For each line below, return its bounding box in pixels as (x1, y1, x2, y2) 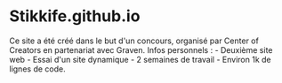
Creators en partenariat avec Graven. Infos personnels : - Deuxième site (9, 44, 273, 55)
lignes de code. (9, 64, 66, 74)
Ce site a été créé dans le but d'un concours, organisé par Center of (9, 35, 260, 46)
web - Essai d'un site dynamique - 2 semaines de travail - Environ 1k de (9, 54, 271, 64)
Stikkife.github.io (9, 6, 141, 26)
